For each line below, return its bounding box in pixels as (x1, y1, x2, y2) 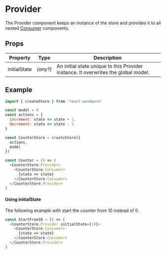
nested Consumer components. (5, 25, 70, 31)
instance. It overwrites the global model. (56, 68, 150, 75)
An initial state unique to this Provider (56, 63, 143, 69)
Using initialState (5, 196, 41, 202)
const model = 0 (5, 108, 39, 113)
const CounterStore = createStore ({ (5, 135, 81, 140)
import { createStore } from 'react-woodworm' (5, 99, 103, 104)
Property (9, 54, 31, 61)
